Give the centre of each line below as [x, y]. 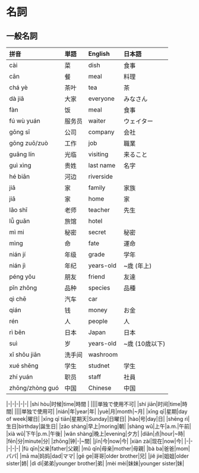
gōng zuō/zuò [29, 143]
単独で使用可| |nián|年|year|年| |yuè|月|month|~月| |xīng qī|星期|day [105, 411]
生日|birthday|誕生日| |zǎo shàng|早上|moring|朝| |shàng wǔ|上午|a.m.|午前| [99, 426]
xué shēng [24, 366]
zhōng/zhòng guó [34, 388]
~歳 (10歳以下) [145, 344]
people [98, 321]
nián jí [17, 254]
